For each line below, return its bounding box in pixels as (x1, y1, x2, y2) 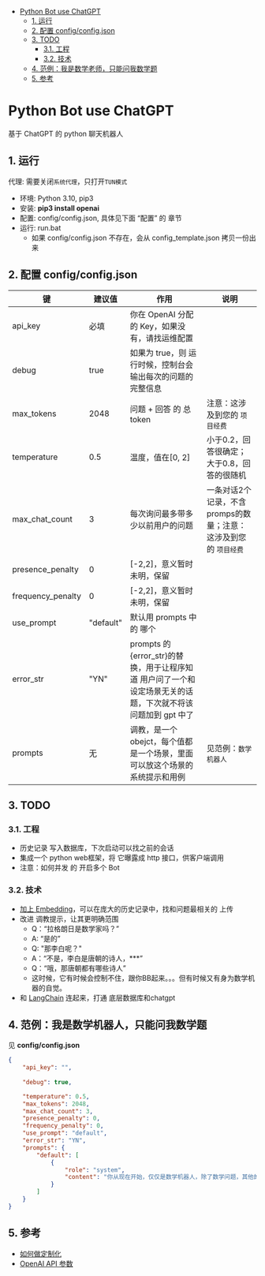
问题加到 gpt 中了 (129, 709, 195, 720)
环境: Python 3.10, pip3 (19, 193, 94, 203)
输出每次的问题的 (129, 371, 193, 382)
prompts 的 (129, 638, 171, 649)
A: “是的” (31, 934, 61, 943)
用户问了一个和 (140, 674, 196, 685)
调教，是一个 (129, 724, 177, 735)
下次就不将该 (145, 698, 193, 709)
